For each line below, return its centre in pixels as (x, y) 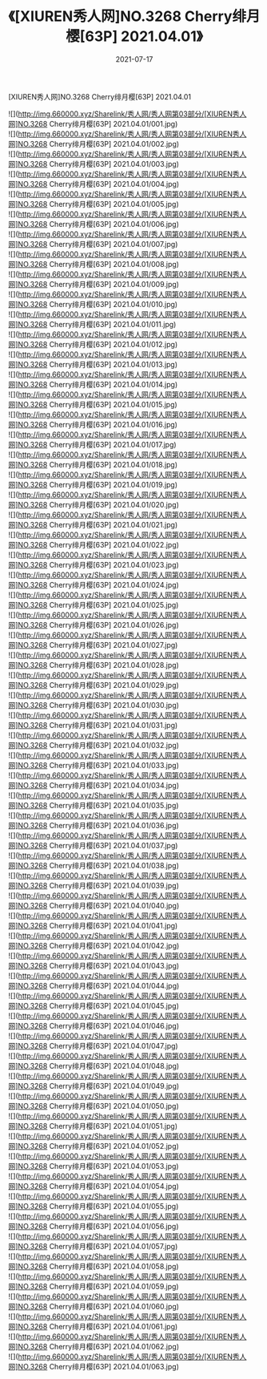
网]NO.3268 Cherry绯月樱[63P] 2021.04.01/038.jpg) (94, 865)
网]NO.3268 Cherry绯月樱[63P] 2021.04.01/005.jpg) (94, 204)
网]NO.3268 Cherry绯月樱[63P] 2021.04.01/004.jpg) (94, 184)
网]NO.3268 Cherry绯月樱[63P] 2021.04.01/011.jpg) (92, 324)
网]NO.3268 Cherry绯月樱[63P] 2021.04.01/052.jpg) (94, 1146)
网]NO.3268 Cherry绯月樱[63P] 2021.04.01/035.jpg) (94, 805)
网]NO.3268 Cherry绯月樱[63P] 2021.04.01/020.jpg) (94, 504)
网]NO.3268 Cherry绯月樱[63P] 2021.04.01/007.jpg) (93, 244)
